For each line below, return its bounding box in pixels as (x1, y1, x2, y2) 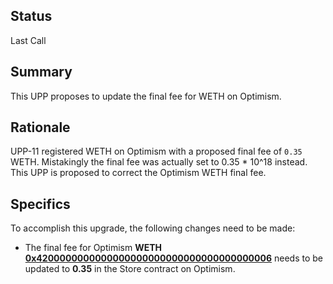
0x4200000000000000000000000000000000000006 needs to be (24, 252, 323, 264)
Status (10, 8, 53, 25)
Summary (10, 64, 73, 81)
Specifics (10, 195, 71, 213)
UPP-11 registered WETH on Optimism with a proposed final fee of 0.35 (10, 145, 303, 158)
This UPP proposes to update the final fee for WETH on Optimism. (10, 90, 282, 102)
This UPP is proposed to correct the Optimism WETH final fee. (10, 167, 267, 179)
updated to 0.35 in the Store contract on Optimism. (24, 263, 236, 275)
